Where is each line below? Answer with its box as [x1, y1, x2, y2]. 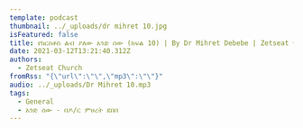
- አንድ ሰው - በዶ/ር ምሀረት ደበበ [17, 105, 119, 114]
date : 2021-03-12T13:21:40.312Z [9, 47, 131, 56]
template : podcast [9, 13, 78, 23]
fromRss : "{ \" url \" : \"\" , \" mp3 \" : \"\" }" [9, 72, 164, 81]
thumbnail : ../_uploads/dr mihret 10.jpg [9, 22, 168, 31]
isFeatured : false [9, 30, 78, 39]
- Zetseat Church [17, 64, 83, 73]
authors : [9, 55, 42, 64]
